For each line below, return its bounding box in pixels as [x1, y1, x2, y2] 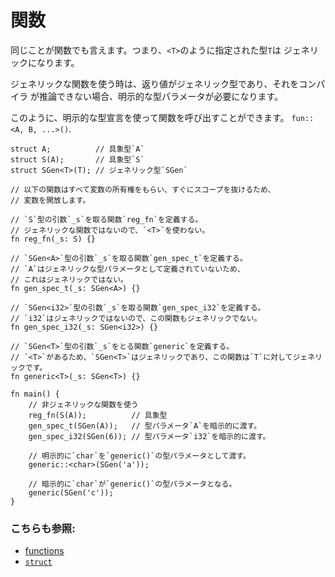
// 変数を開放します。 [10, 195, 91, 205]
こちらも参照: [10, 521, 76, 535]
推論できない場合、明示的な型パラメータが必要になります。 [38, 90, 284, 102]
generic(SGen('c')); [28, 487, 114, 498]
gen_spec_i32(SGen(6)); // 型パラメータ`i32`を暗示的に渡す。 [28, 431, 271, 441]
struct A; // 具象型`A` [10, 144, 145, 154]
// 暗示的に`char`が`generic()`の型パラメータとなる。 [28, 479, 237, 489]
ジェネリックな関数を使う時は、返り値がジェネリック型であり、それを [10, 77, 300, 90]
